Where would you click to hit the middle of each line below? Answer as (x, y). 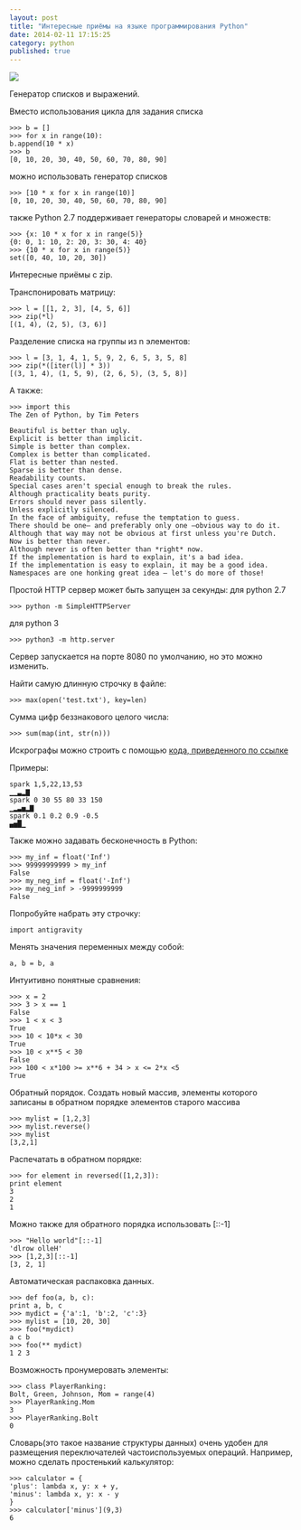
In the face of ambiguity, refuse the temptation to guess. (125, 518)
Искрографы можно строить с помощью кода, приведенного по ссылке (149, 750)
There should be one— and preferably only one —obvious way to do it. (145, 526)
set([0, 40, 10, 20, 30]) (58, 258)
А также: (26, 390)
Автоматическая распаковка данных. (82, 1281)
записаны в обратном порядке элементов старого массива (125, 1103)
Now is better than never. (60, 542)
